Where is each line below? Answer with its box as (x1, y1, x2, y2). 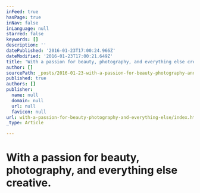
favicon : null (11, 109, 46, 115)
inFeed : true (6, 8, 39, 15)
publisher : (6, 87, 33, 93)
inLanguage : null (6, 25, 49, 32)
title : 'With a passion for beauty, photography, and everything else (6, 59, 185, 65)
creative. (6, 176, 52, 190)
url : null (11, 103, 36, 109)
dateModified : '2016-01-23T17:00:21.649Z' (6, 53, 113, 59)
